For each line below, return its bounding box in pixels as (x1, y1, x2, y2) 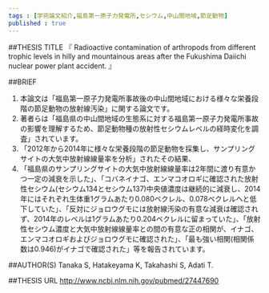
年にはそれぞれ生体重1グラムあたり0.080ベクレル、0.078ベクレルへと (19, 193, 250, 203)
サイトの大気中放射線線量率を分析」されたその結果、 (19, 153, 196, 163)
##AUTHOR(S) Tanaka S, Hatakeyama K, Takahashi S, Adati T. (8, 260, 214, 270)
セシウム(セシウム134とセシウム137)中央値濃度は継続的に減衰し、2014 (26, 184, 261, 193)
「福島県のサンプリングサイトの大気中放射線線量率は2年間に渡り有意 (19, 164, 249, 173)
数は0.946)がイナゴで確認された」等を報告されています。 (19, 244, 210, 254)
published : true (8, 19, 66, 27)
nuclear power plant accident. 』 (8, 61, 116, 71)
